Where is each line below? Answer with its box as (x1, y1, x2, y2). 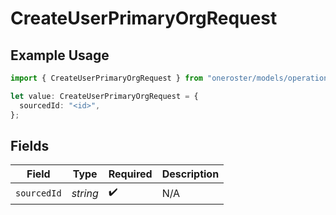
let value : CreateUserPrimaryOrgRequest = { (10, 91, 199, 101)
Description (161, 167, 220, 181)
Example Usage (10, 47, 110, 64)
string (71, 186, 99, 200)
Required (108, 167, 153, 181)
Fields (10, 137, 50, 154)
